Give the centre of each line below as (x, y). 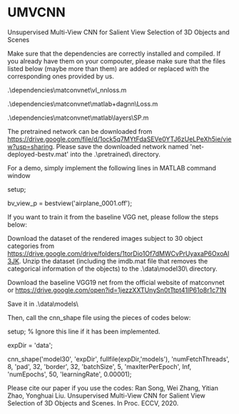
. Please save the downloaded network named (121, 146)
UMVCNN (36, 12)
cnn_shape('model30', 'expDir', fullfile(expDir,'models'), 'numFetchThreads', (118, 359)
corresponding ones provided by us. (61, 76)
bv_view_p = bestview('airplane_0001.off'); (70, 203)
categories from (31, 246)
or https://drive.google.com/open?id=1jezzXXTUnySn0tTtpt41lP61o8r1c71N (117, 290)
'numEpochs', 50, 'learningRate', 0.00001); (70, 374)
